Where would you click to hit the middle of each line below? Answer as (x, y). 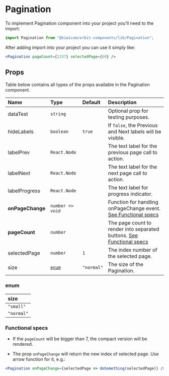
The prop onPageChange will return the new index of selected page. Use (86, 354)
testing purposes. (129, 117)
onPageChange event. (134, 208)
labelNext (19, 173)
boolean (59, 131)
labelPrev (19, 152)
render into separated (134, 229)
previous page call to (133, 152)
